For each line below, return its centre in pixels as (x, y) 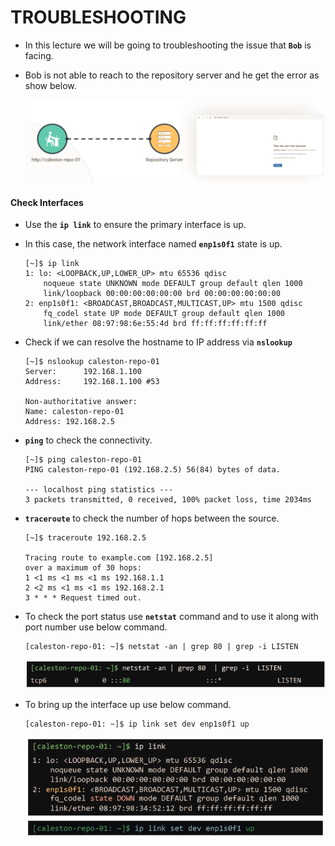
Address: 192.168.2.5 (69, 422)
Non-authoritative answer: (81, 402)
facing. (39, 55)
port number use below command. (96, 627)
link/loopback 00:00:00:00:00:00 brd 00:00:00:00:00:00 (162, 294)
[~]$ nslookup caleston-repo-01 (92, 362)
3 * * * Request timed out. (83, 598)
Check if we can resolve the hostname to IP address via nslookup (158, 342)
